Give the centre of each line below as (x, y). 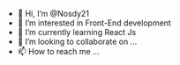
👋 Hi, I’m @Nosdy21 (53, 14)
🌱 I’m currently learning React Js (77, 32)
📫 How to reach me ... (58, 51)
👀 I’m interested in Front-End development (94, 23)
